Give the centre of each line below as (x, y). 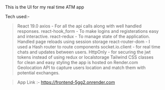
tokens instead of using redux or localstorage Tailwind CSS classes (85, 57)
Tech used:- (17, 16)
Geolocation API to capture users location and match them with (81, 67)
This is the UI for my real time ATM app (45, 7)
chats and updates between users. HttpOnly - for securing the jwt (84, 52)
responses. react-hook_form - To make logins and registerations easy (88, 31)
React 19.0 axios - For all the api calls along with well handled (79, 26)
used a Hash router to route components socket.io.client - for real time (89, 47)
